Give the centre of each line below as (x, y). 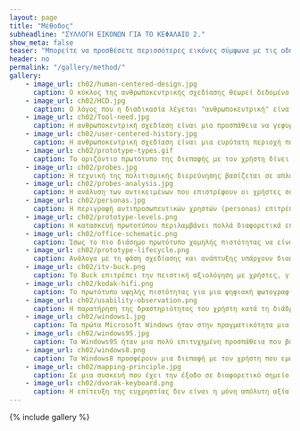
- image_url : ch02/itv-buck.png (85, 267)
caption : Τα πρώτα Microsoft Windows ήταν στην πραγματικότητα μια (161, 325)
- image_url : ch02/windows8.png (85, 350)
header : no (29, 59)
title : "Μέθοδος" (42, 26)
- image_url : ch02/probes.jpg (82, 167)
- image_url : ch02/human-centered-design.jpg (112, 84)
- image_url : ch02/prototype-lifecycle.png (108, 250)
